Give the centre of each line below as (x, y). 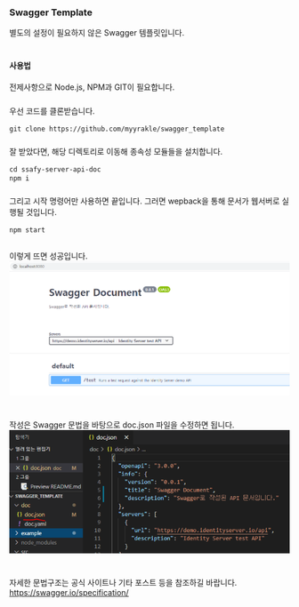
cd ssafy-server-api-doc (55, 169)
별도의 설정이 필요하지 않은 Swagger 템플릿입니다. (97, 33)
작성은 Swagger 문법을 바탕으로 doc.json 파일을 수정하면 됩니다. (122, 425)
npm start (28, 230)
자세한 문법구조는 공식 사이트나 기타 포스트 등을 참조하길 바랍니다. (123, 582)
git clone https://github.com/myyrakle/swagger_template (117, 129)
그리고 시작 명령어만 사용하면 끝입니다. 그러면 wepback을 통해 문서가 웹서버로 (145, 201)
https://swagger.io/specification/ (69, 592)
